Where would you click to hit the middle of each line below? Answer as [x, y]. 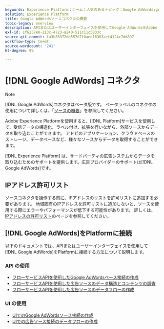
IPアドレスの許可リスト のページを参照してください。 [58, 216]
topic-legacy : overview [29, 23]
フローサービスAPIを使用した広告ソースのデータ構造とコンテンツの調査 [84, 283]
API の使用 [18, 266]
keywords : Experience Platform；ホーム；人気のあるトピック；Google [71, 10]
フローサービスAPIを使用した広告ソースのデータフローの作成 [73, 290]
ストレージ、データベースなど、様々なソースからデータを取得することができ [82, 140]
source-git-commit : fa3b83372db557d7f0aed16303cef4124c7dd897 [70, 37]
